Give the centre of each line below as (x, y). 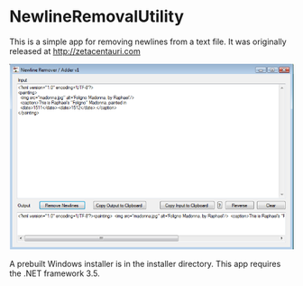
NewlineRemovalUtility (97, 17)
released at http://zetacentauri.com (75, 51)
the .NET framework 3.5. (55, 273)
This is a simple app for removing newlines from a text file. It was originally (148, 42)
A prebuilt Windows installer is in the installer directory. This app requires (145, 264)
